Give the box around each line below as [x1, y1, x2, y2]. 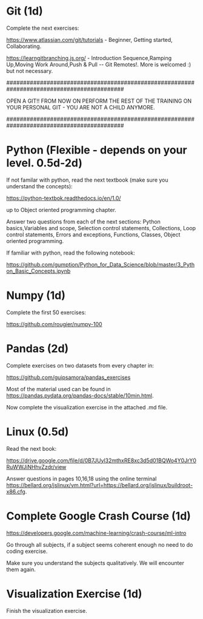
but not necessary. [6, 67, 53, 74]
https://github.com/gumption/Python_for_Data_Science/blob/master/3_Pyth [6, 261, 195, 268]
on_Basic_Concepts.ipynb [6, 267, 71, 275]
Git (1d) [6, 4, 44, 18]
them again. [6, 566, 36, 573]
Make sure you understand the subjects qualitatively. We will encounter [6, 559, 185, 566]
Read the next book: [6, 445, 57, 452]
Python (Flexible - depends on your [6, 143, 187, 157]
